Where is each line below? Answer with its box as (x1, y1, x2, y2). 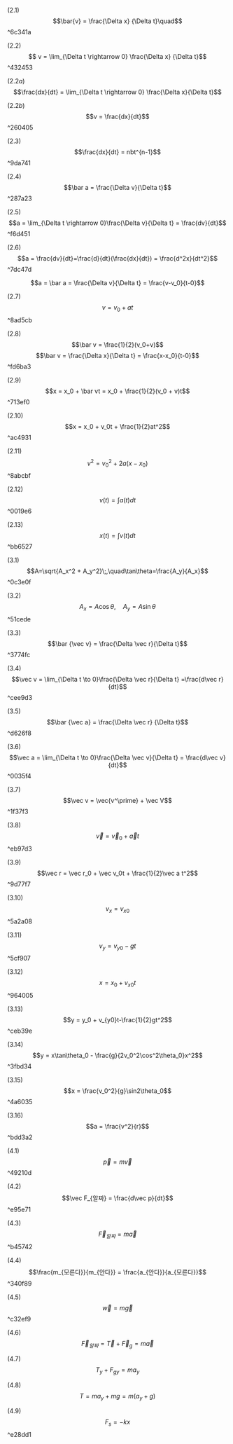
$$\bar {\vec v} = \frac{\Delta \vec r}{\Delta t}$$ (48, 640, 188, 648)
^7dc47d (7, 266, 32, 273)
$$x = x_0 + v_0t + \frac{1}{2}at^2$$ (64, 422, 171, 430)
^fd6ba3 (7, 362, 31, 371)
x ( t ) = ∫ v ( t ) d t (99, 532, 136, 540)
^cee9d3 (7, 694, 33, 702)
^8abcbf (7, 472, 31, 480)
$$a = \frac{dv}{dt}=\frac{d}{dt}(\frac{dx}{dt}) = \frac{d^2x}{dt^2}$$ (17, 254, 218, 262)
